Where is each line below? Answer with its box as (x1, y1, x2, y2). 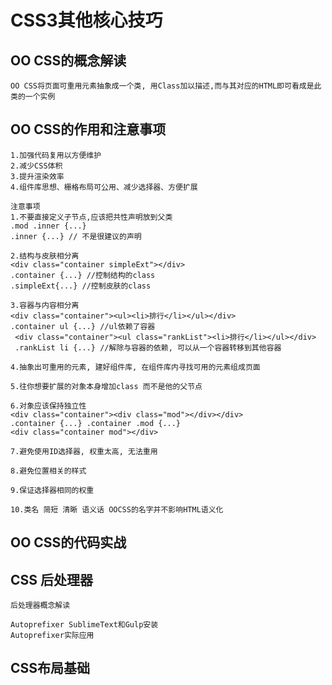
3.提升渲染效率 (10, 171, 65, 181)
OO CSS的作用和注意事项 (10, 121, 167, 138)
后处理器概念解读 (10, 601, 71, 611)
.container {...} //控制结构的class (10, 270, 156, 280)
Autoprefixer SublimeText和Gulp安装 (10, 620, 159, 630)
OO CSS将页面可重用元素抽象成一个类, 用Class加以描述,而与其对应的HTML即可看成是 (10, 81, 315, 91)
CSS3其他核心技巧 (10, 9, 163, 32)
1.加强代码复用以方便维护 (10, 150, 102, 160)
